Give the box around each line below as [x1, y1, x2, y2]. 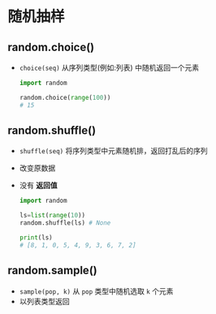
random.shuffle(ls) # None [19, 219, 111, 227]
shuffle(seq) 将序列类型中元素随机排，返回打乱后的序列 [19, 146, 208, 156]
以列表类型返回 [19, 296, 70, 306]
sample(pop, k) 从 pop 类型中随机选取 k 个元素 [19, 286, 174, 296]
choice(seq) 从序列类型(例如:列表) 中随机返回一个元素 [19, 62, 200, 72]
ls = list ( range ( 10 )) [19, 212, 86, 220]
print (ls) [19, 234, 54, 242]
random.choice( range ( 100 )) [19, 93, 111, 101]
